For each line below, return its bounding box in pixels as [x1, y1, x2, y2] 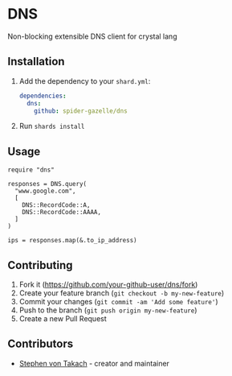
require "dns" [7, 166, 55, 174]
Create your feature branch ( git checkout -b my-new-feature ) [18, 288, 225, 298]
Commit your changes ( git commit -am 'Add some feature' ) [18, 297, 218, 306]
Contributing [7, 258, 73, 272]
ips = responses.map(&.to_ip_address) [7, 237, 137, 245]
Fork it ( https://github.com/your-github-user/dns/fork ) [18, 279, 198, 289]
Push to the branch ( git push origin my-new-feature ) [18, 305, 197, 315]
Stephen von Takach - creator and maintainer [18, 358, 170, 368]
